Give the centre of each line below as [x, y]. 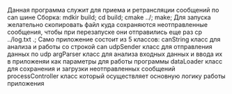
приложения [26, 83]
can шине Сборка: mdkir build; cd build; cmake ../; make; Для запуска [109, 17]
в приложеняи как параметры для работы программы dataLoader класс [115, 61]
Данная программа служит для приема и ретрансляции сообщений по [113, 10]
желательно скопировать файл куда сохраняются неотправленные [107, 25]
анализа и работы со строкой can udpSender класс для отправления [110, 47]
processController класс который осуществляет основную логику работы [116, 76]
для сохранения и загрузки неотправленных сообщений [91, 69]
